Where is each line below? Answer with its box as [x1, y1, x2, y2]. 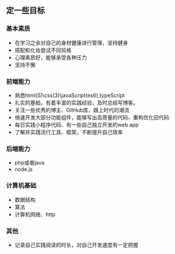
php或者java [14, 159, 45, 166]
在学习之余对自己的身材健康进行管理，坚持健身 [14, 39, 128, 46]
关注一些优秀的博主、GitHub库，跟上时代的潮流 [14, 106, 130, 113]
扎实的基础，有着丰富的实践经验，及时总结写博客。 [14, 99, 139, 106]
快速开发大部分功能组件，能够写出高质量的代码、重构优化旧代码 [14, 113, 169, 121]
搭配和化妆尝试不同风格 [14, 46, 72, 54]
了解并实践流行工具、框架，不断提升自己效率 [14, 128, 123, 135]
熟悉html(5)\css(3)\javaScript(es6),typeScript [14, 92, 125, 99]
